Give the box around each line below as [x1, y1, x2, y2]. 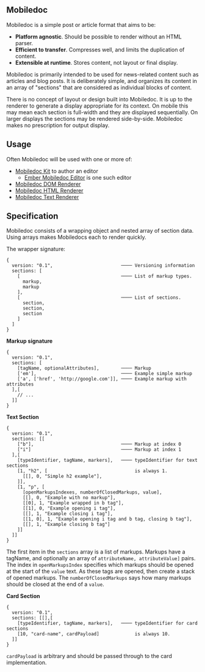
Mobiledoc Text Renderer [15, 193, 79, 200]
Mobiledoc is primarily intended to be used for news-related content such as [6, 70, 199, 78]
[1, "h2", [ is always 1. [17, 468, 168, 474]
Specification [6, 211, 59, 222]
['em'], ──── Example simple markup [17, 371, 192, 377]
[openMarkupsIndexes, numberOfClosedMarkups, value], [22, 489, 163, 495]
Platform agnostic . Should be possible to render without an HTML [15, 33, 182, 40]
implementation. [6, 659, 47, 667]
